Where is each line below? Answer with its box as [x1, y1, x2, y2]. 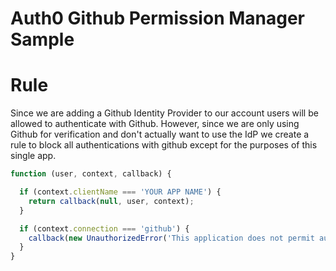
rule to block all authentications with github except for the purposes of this [10, 139, 318, 151]
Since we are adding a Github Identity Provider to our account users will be [10, 107, 319, 119]
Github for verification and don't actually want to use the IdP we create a [10, 128, 310, 141]
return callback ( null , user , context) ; [28, 196, 195, 206]
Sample [10, 28, 75, 51]
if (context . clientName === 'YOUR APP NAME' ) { [19, 187, 222, 197]
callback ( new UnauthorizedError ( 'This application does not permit [28, 233, 315, 243]
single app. [10, 150, 57, 162]
